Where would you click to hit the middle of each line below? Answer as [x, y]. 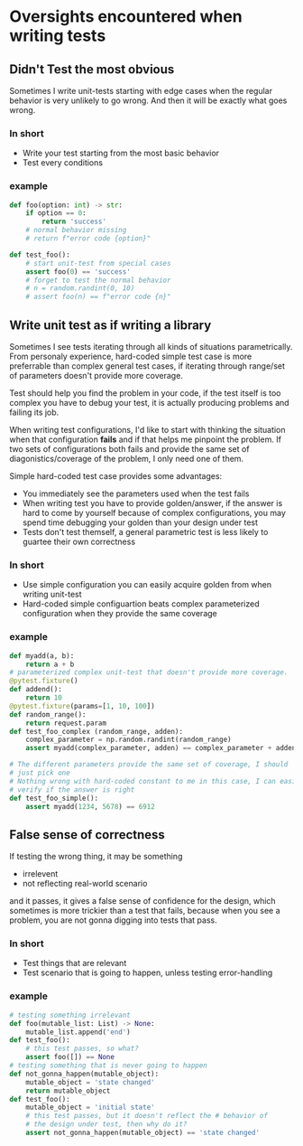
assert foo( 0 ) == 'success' [78, 272]
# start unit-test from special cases [98, 263]
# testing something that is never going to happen [108, 1066]
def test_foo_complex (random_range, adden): [96, 731]
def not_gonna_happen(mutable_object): [84, 1074]
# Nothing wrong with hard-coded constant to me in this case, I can [143, 781]
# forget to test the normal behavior [98, 280]
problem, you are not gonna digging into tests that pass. [114, 920]
